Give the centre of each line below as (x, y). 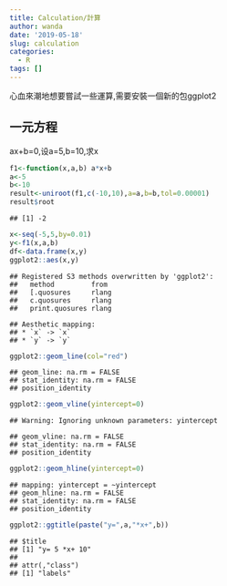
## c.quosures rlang (61, 300)
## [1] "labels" (40, 574)
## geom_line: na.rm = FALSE (65, 373)
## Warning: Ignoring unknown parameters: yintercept (114, 421)
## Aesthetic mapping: (52, 324)
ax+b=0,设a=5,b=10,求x (54, 150)
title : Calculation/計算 (55, 18)
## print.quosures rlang (61, 308)
